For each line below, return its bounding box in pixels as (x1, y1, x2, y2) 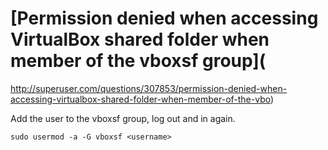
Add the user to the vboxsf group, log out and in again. (10, 112, 236, 124)
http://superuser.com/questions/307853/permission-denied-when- (10, 82, 288, 94)
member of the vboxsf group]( (10, 50, 267, 72)
